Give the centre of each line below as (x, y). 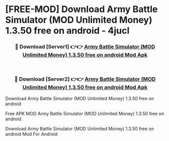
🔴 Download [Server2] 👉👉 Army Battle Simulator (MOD (85, 79)
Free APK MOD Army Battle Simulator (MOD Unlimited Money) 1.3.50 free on (85, 113)
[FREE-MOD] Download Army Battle (81, 9)
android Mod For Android (31, 134)
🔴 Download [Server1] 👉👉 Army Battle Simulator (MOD (85, 47)
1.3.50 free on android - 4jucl (68, 31)
